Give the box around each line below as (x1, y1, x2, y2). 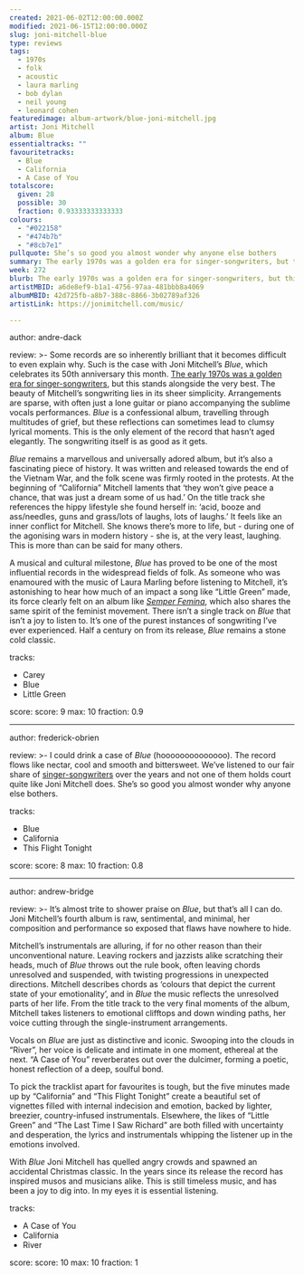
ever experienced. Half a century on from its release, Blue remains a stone (9, 625, 287, 636)
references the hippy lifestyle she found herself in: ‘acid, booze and (9, 501, 261, 512)
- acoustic (17, 72, 59, 81)
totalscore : (9, 182, 54, 191)
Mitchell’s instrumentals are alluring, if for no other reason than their (9, 940, 262, 951)
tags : (9, 47, 30, 56)
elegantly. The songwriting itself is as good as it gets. (9, 436, 208, 447)
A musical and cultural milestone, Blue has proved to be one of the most (9, 557, 278, 568)
